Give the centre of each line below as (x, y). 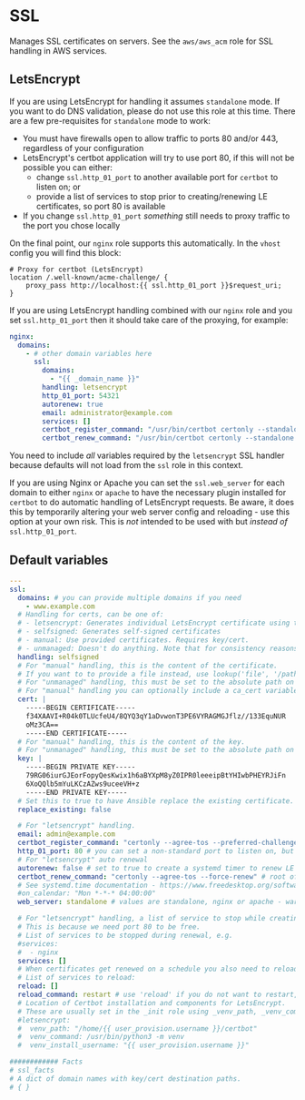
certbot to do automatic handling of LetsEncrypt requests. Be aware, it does (152, 503)
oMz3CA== (42, 725)
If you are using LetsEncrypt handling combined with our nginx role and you (151, 310)
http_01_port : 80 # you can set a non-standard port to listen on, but (156, 851)
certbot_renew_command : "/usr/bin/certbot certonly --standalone (168, 438)
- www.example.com (60, 606)
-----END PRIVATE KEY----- (77, 792)
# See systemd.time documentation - (87, 885)
